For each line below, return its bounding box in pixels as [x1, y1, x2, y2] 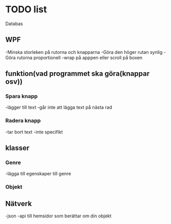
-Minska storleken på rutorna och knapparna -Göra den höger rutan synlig [5, 49, 163, 55]
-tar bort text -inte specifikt [5, 129, 63, 135]
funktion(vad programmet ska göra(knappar [5, 69, 150, 78]
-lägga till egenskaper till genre [5, 171, 71, 177]
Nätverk [5, 199, 32, 208]
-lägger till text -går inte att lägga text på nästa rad [5, 104, 112, 111]
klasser [5, 144, 30, 152]
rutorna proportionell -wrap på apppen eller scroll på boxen [16, 54, 143, 60]
